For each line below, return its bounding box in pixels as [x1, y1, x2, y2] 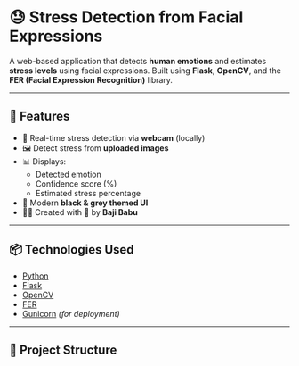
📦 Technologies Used [9, 242, 135, 257]
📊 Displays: [21, 155, 67, 167]
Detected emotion [35, 169, 102, 179]
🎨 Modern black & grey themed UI [21, 197, 149, 208]
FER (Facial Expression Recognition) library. [9, 74, 174, 85]
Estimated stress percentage [35, 187, 141, 198]
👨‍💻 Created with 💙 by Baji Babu [21, 206, 138, 217]
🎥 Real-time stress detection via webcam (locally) [21, 132, 206, 143]
